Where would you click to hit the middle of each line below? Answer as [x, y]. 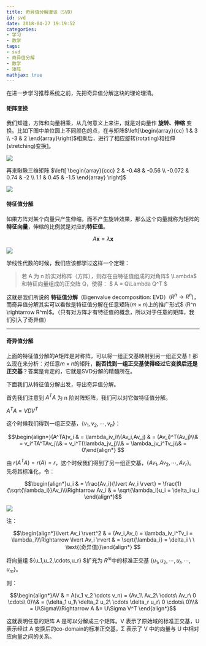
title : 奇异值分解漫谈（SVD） [41, 12]
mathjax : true [25, 75]
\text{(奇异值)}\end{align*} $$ [103, 547]
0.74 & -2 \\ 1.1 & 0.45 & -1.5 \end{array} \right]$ [67, 177]
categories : [21, 29]
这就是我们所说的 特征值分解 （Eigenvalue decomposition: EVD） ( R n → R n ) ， [103, 297]
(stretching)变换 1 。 [30, 146]
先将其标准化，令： [31, 472]
